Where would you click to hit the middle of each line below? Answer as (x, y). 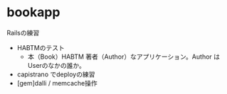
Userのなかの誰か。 (57, 65)
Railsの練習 (23, 33)
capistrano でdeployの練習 (56, 74)
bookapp (33, 12)
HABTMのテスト (41, 47)
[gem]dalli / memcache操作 (57, 83)
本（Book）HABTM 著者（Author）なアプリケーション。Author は (124, 57)
